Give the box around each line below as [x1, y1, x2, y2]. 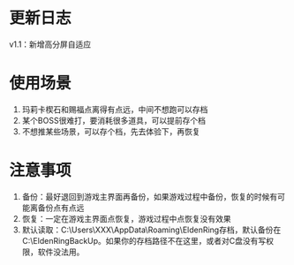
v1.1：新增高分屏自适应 [9, 39, 92, 49]
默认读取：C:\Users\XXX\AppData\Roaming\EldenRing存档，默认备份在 [21, 224, 282, 235]
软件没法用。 [37, 246, 85, 257]
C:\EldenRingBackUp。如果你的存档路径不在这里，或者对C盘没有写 [21, 235, 267, 246]
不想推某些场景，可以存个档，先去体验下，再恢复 [21, 125, 200, 137]
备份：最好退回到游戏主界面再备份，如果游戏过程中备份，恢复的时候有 [21, 191, 278, 201]
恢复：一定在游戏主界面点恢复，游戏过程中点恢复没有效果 [21, 213, 231, 223]
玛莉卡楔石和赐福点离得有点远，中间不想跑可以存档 [21, 103, 208, 115]
